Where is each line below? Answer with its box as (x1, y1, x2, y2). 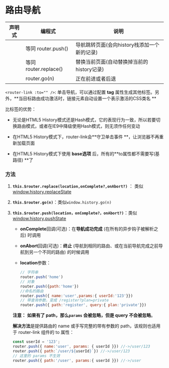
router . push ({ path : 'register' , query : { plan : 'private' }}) (20, 303, 147, 308)
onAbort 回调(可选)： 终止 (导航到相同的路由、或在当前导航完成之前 (20, 243, 159, 249)
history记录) (75, 66, 104, 73)
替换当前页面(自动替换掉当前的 (75, 58, 148, 65)
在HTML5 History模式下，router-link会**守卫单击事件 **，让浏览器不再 (12, 134, 159, 140)
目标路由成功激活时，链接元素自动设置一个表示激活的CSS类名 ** (23, 95, 157, 101)
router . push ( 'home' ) (20, 274, 63, 280)
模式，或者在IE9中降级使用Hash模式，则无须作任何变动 (26, 123, 140, 129)
